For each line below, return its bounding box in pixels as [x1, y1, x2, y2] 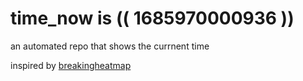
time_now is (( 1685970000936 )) [10, 7, 295, 30]
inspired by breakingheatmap [10, 59, 132, 71]
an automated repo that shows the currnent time [10, 40, 210, 52]
